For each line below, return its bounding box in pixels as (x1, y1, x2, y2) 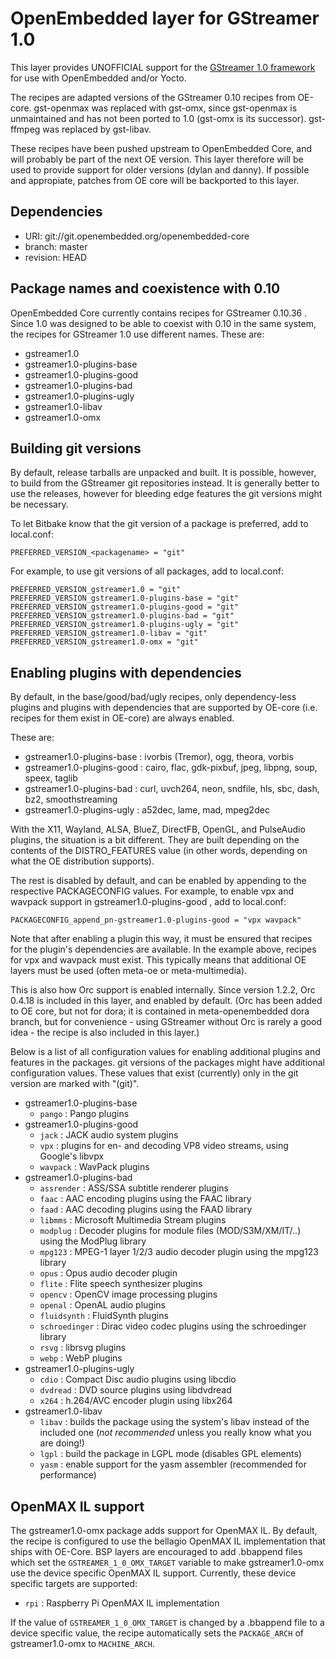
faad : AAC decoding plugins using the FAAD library (39, 1203, 253, 1216)
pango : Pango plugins (39, 1108, 130, 1120)
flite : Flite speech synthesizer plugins (39, 1278, 203, 1290)
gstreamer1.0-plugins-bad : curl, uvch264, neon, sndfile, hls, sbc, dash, (24, 783, 320, 795)
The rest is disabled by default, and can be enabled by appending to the (10, 875, 307, 887)
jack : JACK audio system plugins (39, 1129, 179, 1141)
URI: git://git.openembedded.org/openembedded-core (24, 230, 250, 242)
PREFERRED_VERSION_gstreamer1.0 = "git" (10, 585, 182, 595)
